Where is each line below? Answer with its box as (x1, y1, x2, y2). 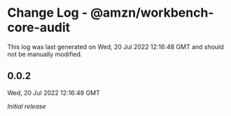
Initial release (7, 102, 46, 110)
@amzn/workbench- (90, 5, 214, 21)
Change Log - (7, 5, 88, 21)
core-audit (7, 19, 71, 35)
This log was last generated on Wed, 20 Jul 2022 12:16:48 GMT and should (7, 42, 224, 51)
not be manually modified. (7, 50, 83, 58)
